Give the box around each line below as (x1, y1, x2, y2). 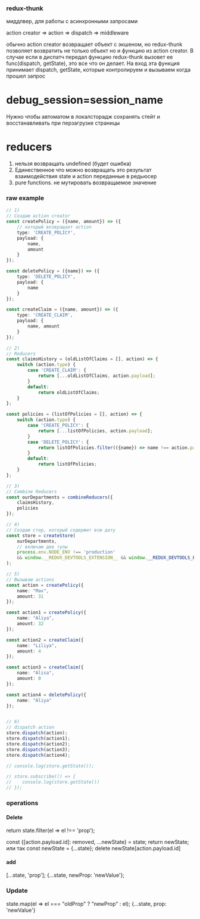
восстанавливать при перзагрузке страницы (6, 119, 120, 126)
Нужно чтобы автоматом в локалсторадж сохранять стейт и (6, 113, 161, 120)
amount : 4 (17, 648, 42, 654)
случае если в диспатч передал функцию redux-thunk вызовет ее (6, 54, 173, 61)
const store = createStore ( (6, 533, 76, 539)
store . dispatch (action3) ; (6, 747, 70, 753)
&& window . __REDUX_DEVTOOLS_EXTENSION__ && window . (17, 555, 148, 561)
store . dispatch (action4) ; (6, 752, 70, 758)
